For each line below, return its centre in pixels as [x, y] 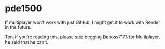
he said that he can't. [27, 42]
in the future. [18, 27]
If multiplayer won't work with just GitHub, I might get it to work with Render [83, 22]
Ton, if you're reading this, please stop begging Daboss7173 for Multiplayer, [82, 37]
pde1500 [24, 9]
